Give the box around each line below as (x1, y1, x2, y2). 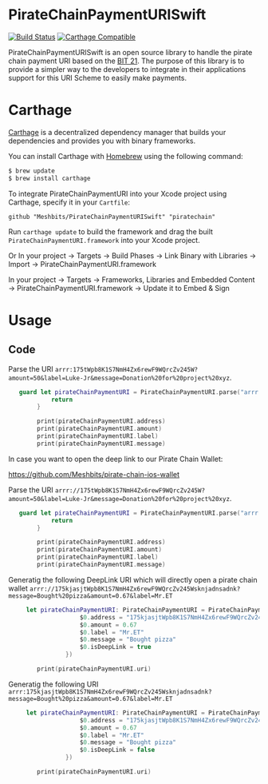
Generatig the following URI (8, 679, 99, 689)
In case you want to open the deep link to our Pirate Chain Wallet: (8, 454, 223, 464)
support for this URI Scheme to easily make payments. (8, 73, 187, 82)
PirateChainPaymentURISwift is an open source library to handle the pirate (8, 47, 253, 57)
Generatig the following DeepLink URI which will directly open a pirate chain (8, 575, 258, 584)
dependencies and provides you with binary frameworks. (8, 136, 196, 145)
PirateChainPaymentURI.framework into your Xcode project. (8, 235, 201, 245)
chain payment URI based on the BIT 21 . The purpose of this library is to (8, 56, 245, 66)
